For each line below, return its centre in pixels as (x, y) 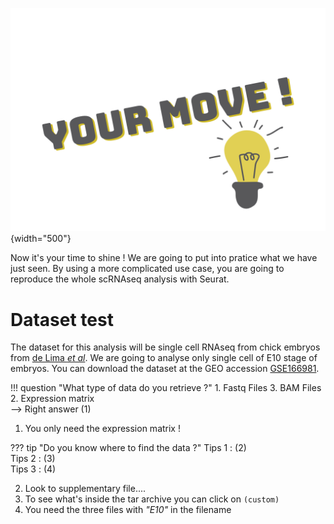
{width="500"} (41, 239)
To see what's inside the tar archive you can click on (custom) (152, 499)
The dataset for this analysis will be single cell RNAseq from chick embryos (165, 347)
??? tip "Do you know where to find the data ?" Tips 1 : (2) (128, 448)
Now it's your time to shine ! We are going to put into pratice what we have (164, 258)
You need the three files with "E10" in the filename (128, 510)
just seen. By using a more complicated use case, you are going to (147, 269)
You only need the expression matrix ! (102, 429)
